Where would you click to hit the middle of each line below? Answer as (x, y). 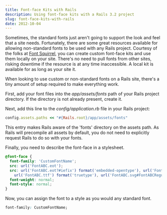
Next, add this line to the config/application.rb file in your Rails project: (78, 109)
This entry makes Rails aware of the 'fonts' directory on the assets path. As (82, 128)
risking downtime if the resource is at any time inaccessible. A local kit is (79, 64)
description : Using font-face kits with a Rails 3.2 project (70, 14)
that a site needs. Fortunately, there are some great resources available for (82, 43)
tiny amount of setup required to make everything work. (62, 84)
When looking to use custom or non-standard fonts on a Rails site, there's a (83, 79)
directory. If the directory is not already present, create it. (64, 99)
